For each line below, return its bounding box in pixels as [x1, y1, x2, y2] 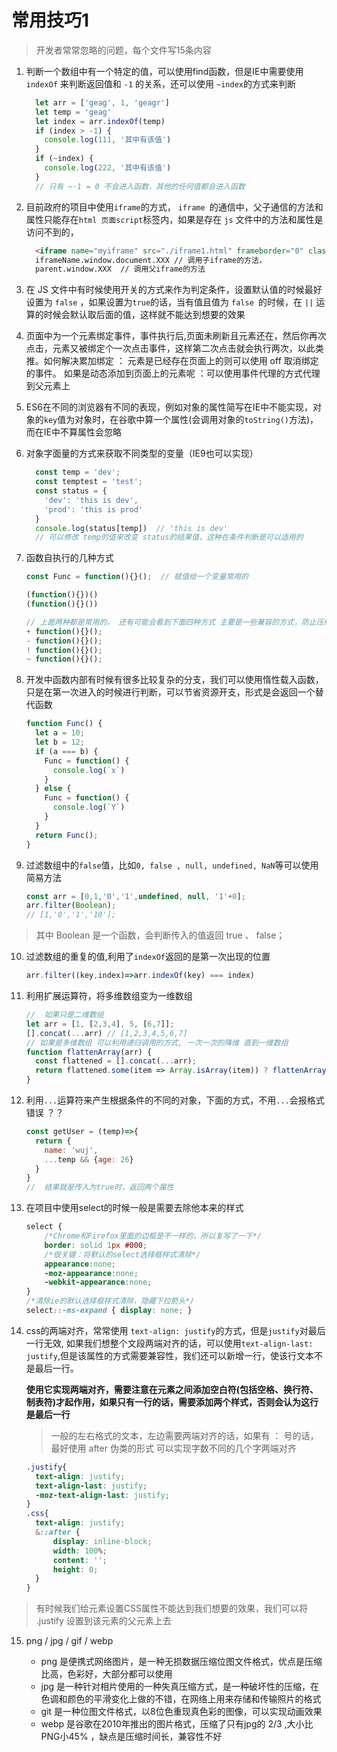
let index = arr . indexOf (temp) [35, 116, 166, 126]
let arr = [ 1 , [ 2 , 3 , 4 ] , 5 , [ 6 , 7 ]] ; [25, 1019, 175, 1029]
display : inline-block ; [52, 1536, 153, 1546]
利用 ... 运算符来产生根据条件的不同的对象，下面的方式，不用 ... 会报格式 [25, 1094, 325, 1106]
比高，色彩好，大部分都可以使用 [40, 1668, 173, 1680]
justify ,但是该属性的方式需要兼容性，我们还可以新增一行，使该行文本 [25, 1349, 314, 1361]
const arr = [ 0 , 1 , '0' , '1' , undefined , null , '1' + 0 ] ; [25, 891, 246, 901]
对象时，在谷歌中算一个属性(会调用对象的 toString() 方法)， [74, 414, 319, 426]
